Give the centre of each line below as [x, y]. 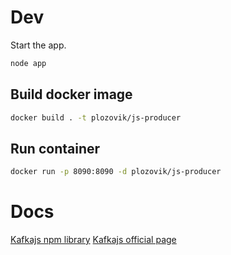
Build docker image [71, 94]
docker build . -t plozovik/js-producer [96, 117]
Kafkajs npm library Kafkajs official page [93, 240]
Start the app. [38, 45]
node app [28, 63]
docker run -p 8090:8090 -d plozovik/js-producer [116, 172]
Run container [55, 148]
